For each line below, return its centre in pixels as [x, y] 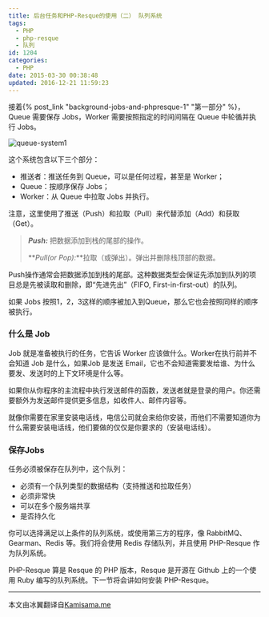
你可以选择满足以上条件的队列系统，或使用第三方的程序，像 [106, 533]
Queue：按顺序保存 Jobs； [64, 186]
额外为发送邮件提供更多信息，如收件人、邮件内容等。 [102, 400]
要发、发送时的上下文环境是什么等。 [68, 373]
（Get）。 [23, 223]
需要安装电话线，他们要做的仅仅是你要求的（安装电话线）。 [118, 427]
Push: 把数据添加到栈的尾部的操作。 [88, 240]
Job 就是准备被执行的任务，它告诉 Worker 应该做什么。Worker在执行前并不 [133, 353]
